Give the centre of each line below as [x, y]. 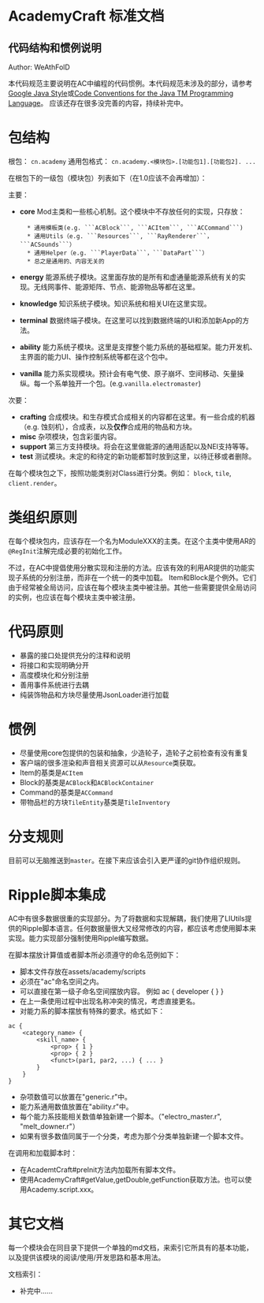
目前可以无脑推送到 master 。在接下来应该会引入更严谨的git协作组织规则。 [126, 860]
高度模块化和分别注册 [54, 675]
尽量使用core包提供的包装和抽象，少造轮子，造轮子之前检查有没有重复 [134, 753]
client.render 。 [35, 482]
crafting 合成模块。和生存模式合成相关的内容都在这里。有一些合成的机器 [138, 417]
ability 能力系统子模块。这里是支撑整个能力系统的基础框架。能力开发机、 [138, 347]
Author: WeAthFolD [39, 67]
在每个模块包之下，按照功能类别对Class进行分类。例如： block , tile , [120, 473]
